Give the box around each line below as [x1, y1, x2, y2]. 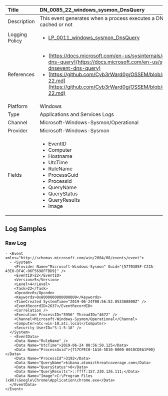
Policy [7, 37, 22, 44]
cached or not [39, 21, 72, 28]
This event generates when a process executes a [39, 15, 155, 21]
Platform [7, 103, 28, 109]
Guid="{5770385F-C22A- [108, 264, 155, 269]
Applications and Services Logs [39, 111, 114, 118]
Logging [7, 31, 27, 38]
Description [7, 18, 35, 24]
